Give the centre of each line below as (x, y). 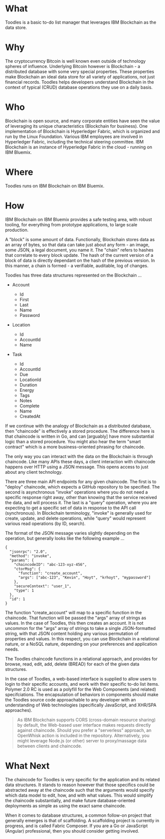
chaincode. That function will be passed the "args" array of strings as (76, 618)
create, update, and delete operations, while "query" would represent (76, 518)
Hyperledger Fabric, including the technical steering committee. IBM (74, 141)
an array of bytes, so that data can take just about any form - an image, (77, 245)
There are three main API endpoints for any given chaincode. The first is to (81, 482)
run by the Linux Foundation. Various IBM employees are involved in (74, 137)
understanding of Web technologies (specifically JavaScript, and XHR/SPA (81, 705)
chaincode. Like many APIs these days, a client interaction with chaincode (80, 461)
